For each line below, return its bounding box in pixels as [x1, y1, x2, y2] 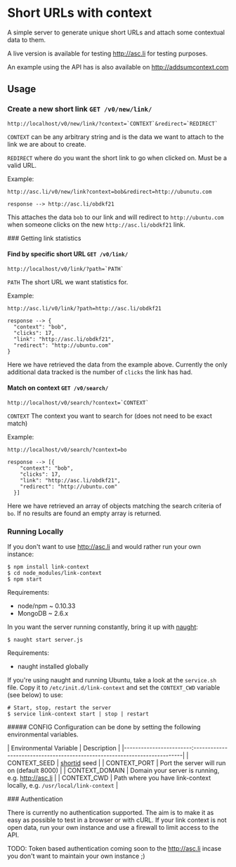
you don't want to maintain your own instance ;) [7, 852, 145, 861]
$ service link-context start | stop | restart [7, 710, 150, 717]
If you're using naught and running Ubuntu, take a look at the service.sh [7, 676, 216, 684]
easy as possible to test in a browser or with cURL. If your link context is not [7, 816, 227, 824]
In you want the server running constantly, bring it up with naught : [7, 623, 199, 631]
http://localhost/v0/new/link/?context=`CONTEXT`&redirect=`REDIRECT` [7, 120, 218, 127]
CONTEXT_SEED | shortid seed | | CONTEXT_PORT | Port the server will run [7, 759, 226, 767]
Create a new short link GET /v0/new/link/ [7, 104, 152, 114]
